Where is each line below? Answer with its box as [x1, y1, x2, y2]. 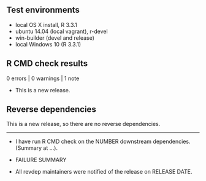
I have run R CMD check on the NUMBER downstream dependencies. [15, 138, 191, 146]
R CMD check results [6, 58, 88, 69]
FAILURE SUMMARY [15, 156, 67, 164]
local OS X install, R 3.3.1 [15, 21, 78, 28]
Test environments [6, 5, 80, 15]
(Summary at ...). [15, 144, 58, 152]
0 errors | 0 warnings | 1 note [6, 75, 80, 82]
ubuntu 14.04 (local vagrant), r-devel [15, 28, 109, 35]
